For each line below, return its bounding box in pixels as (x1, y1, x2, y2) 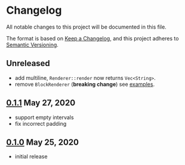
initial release (14, 153, 48, 160)
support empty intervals (14, 114, 74, 121)
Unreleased (6, 58, 51, 69)
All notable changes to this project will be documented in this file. (6, 23, 167, 30)
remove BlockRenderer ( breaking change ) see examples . (14, 80, 155, 88)
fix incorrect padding (14, 120, 67, 127)
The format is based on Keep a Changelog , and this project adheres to (6, 35, 179, 42)
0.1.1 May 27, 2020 (6, 98, 76, 108)
